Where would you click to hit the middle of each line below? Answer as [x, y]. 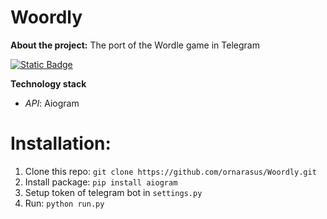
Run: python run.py [64, 203]
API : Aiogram [52, 103]
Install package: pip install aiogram [101, 182]
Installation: [61, 143]
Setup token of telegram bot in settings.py [113, 192]
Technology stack [48, 83]
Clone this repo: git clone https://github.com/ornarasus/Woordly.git [170, 171]
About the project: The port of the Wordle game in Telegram [135, 45]
